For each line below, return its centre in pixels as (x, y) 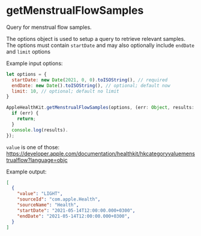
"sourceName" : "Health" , (48, 205)
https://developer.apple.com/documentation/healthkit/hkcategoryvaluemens (100, 154)
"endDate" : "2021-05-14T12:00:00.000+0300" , (73, 216)
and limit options (28, 51)
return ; (26, 119)
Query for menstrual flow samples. (49, 27)
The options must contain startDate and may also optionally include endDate (100, 45)
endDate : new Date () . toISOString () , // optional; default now (91, 85)
